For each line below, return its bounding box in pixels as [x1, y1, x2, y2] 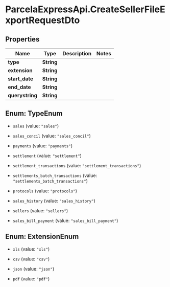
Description [62, 50, 92, 57]
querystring [8, 92, 37, 99]
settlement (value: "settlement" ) [12, 152, 82, 159]
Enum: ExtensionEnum [5, 232, 79, 241]
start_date [8, 75, 34, 82]
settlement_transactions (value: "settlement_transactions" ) [12, 162, 141, 168]
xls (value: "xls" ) [12, 246, 50, 252]
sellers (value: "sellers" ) [12, 207, 68, 213]
